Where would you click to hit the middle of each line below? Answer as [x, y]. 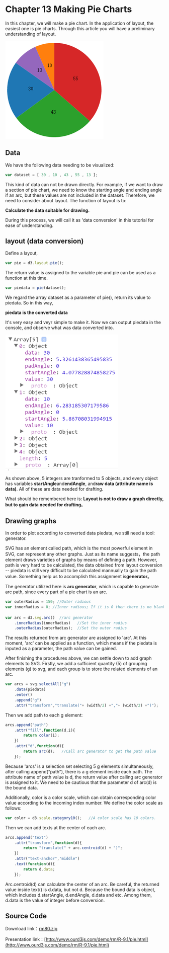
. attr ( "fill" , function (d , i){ [45, 730]
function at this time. [26, 278]
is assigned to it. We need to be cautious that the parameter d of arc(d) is [81, 782]
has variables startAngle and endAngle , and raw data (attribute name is [79, 484]
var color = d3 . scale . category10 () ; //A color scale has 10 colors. [81, 818]
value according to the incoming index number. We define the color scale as [84, 803]
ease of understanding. [29, 225]
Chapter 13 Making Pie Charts [69, 9]
